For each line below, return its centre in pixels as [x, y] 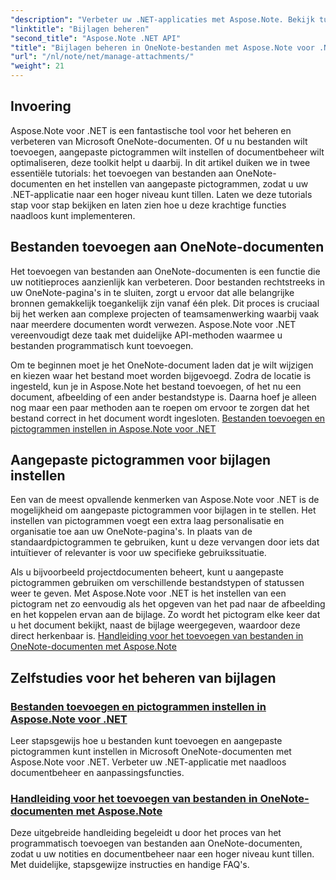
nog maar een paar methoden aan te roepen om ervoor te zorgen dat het [160, 407]
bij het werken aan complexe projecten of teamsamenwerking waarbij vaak [165, 313]
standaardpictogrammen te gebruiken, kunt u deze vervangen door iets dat [165, 542]
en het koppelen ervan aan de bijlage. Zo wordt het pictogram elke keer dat [165, 615]
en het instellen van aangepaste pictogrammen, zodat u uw [186, 183]
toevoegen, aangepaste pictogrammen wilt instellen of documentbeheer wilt [167, 152]
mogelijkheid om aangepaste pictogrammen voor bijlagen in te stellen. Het [163, 510]
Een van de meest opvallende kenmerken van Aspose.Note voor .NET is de [165, 500]
